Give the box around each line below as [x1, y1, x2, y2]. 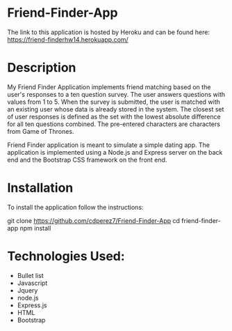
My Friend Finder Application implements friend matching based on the [7, 82, 211, 91]
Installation [7, 180, 74, 196]
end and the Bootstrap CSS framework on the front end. [7, 155, 167, 164]
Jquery [17, 286, 38, 294]
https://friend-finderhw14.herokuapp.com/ [7, 35, 129, 43]
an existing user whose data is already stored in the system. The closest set [7, 105, 224, 113]
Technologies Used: [7, 249, 125, 264]
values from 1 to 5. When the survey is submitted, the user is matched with [7, 98, 221, 106]
